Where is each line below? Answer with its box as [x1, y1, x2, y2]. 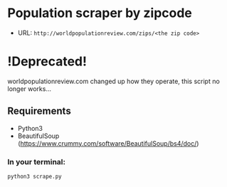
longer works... [7, 84, 52, 93]
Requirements [7, 105, 71, 117]
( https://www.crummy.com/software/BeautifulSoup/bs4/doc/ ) [17, 139, 199, 147]
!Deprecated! [7, 53, 88, 70]
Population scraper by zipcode [7, 5, 192, 21]
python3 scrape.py [7, 173, 62, 180]
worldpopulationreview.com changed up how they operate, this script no [7, 77, 221, 85]
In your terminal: [7, 156, 66, 166]
